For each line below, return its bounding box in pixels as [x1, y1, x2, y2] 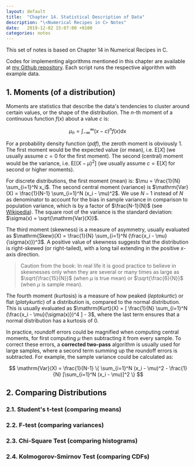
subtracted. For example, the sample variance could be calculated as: [6, 354, 173, 361]
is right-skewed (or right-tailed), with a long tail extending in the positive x [6, 245, 184, 252]
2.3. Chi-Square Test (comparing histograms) [6, 437, 138, 445]
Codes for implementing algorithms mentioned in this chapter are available [6, 58, 186, 65]
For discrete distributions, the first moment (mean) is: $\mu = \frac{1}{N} [6, 177, 181, 184]
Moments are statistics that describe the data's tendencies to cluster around [6, 102, 190, 109]
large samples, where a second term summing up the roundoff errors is [6, 347, 178, 354]
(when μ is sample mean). [20, 281, 83, 288]
